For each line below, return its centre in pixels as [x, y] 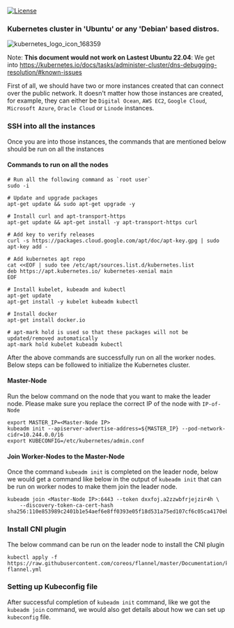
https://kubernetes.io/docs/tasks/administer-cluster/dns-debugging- [118, 65]
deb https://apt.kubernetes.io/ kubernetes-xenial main [90, 271]
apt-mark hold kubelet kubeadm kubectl [65, 344]
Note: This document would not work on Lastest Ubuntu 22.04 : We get [111, 58]
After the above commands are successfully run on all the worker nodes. [111, 357]
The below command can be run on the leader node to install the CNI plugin [116, 544]
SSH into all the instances [52, 126]
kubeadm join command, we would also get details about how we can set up [116, 609]
